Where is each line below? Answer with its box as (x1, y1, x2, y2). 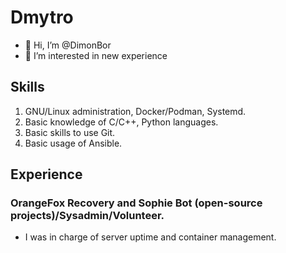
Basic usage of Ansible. (24, 137, 123, 149)
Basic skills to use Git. (24, 126, 116, 138)
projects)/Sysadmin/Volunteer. (10, 209, 165, 223)
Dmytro (10, 6, 74, 29)
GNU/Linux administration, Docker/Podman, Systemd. (24, 105, 247, 117)
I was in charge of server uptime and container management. (24, 231, 277, 243)
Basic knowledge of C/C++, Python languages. (24, 116, 219, 128)
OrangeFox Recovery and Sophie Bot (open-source (10, 196, 263, 210)
